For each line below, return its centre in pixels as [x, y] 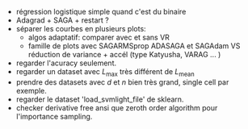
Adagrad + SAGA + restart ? [62, 20]
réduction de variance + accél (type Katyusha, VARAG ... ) [124, 54]
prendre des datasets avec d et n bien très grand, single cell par [122, 82]
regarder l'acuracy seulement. [66, 63]
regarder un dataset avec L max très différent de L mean [105, 73]
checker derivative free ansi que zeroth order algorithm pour [117, 107]
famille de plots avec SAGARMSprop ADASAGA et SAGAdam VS [134, 46]
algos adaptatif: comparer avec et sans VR [99, 37]
